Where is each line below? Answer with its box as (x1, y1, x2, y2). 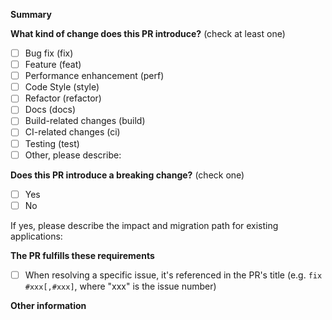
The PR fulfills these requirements (10, 249, 155, 261)
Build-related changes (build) (24, 115, 146, 127)
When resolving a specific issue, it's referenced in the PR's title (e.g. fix (24, 269, 323, 281)
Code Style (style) (24, 81, 100, 93)
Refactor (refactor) (24, 92, 102, 104)
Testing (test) (24, 137, 80, 149)
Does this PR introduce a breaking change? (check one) (10, 169, 245, 181)
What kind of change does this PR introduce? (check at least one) (10, 28, 286, 39)
